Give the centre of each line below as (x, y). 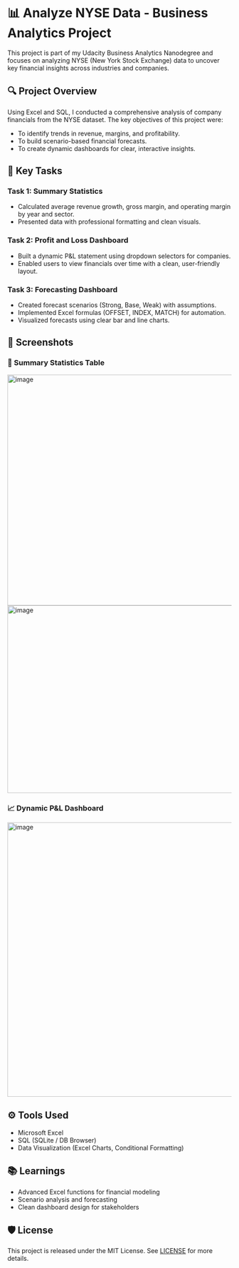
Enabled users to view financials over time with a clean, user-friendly (119, 263)
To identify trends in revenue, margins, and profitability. (99, 133)
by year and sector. (46, 215)
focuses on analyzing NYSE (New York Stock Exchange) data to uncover (114, 60)
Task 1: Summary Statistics (55, 191)
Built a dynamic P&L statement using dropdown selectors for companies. (124, 256)
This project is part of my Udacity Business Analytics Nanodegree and (110, 53)
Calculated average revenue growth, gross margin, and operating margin (124, 207)
